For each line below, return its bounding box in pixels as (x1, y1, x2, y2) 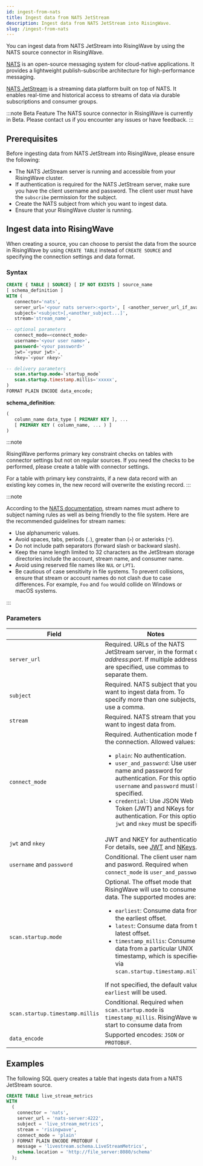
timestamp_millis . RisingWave (105, 1013, 192, 1021)
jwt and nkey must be (115, 819, 176, 828)
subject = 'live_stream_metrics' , (17, 1121, 104, 1127)
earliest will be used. (105, 988, 167, 996)
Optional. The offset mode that (105, 877, 192, 886)
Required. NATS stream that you (105, 713, 196, 721)
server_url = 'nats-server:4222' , (17, 1115, 104, 1122)
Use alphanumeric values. (14, 529, 80, 536)
